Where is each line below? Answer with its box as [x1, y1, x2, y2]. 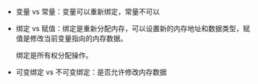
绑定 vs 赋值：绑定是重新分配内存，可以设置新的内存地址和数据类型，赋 [15, 24, 250, 33]
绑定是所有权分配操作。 [15, 51, 93, 59]
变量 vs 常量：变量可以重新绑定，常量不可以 [15, 7, 160, 16]
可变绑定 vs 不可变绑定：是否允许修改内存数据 [15, 67, 167, 77]
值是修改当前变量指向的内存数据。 [15, 34, 128, 43]
